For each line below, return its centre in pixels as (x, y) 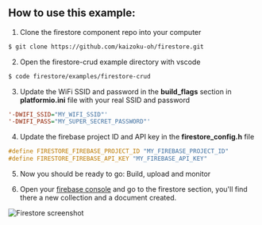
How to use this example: (72, 13)
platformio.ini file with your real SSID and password (105, 100)
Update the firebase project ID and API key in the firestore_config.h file (137, 137)
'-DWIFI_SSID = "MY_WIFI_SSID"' (58, 114)
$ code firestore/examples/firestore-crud (79, 76)
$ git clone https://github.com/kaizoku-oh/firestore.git (106, 47)
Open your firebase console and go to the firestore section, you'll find (133, 189)
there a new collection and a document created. (98, 198)
